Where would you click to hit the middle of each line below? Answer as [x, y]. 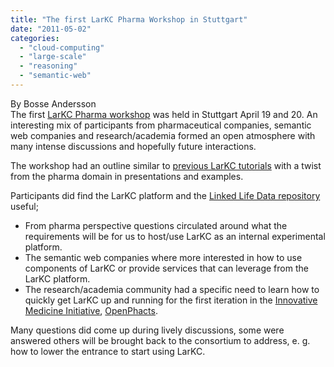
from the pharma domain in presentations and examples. [127, 176]
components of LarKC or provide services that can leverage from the [166, 268]
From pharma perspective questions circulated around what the [156, 225]
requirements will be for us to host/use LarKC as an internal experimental [175, 236]
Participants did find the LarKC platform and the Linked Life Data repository [165, 195]
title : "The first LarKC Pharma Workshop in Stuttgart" [129, 19]
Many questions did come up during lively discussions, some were [147, 330]
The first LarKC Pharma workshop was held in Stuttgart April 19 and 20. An [164, 114]
